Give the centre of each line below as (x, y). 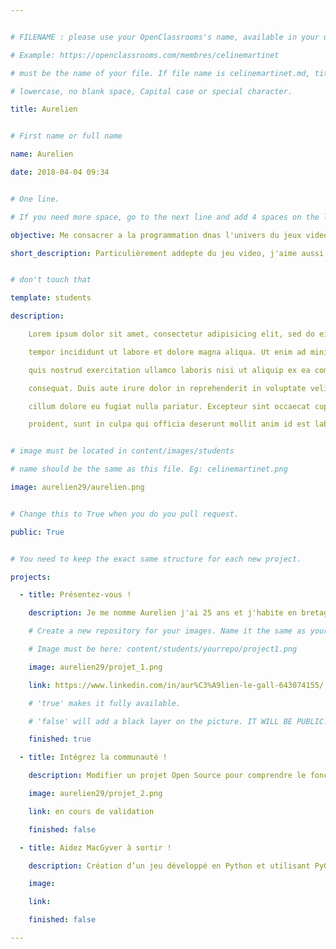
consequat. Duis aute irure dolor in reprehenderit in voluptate (167, 388)
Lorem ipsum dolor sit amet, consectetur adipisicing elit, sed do (171, 334)
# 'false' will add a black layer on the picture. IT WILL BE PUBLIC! (178, 721)
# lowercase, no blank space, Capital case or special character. (151, 91)
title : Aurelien (44, 109)
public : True (37, 532)
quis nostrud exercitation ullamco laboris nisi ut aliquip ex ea (169, 370)
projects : (31, 577)
